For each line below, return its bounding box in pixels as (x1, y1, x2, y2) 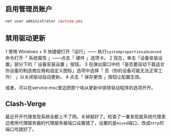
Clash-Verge (5, 99, 46, 108)
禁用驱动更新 (5, 34, 46, 43)
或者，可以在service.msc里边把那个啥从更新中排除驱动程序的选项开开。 (5, 84, 156, 90)
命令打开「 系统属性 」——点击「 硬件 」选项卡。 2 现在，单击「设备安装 (5, 55, 159, 61)
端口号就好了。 (5, 126, 37, 132)
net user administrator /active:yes (5, 18, 83, 24)
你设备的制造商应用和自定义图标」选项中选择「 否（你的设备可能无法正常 (5, 67, 158, 74)
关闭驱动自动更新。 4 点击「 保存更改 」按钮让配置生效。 (24, 74, 144, 80)
